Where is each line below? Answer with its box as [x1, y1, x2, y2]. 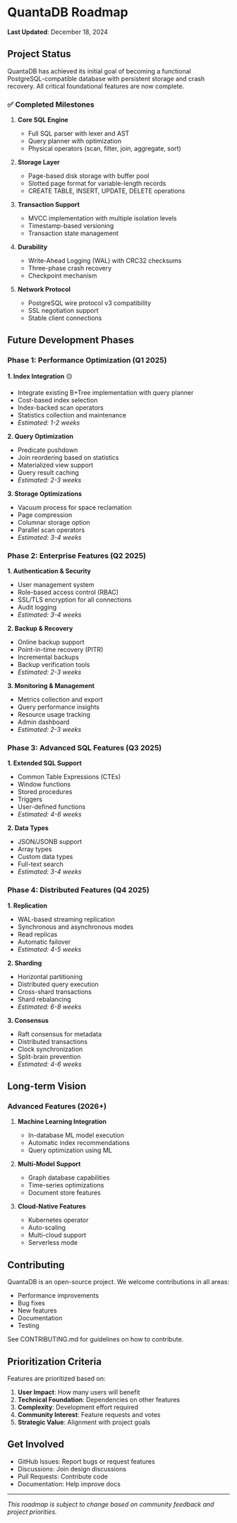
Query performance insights [17, 703, 100, 711]
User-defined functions [17, 802, 86, 811]
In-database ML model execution [28, 1131, 125, 1139]
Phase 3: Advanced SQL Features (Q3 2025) [7, 742, 162, 752]
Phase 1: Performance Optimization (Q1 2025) [7, 355, 167, 365]
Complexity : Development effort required [17, 1403, 139, 1411]
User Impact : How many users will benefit [17, 1387, 140, 1396]
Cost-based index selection [17, 396, 98, 404]
